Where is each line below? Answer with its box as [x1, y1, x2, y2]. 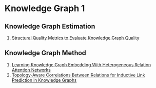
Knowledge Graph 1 [4, 3, 85, 14]
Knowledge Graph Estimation [4, 22, 96, 30]
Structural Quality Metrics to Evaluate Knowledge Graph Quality [11, 35, 139, 41]
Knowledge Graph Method [4, 49, 86, 57]
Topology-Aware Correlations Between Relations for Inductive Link [11, 72, 145, 78]
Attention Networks [11, 67, 51, 73]
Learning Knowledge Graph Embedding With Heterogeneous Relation [11, 61, 151, 68]
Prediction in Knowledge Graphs [11, 77, 77, 83]
